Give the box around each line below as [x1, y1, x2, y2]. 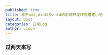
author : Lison [5, 26, 35, 31]
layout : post [5, 17, 33, 22]
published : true [5, 7, 40, 13]
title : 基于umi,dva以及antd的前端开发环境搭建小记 [5, 12, 103, 17]
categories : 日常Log [5, 21, 47, 27]
